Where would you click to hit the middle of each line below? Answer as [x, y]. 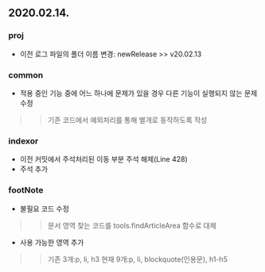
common [26, 75]
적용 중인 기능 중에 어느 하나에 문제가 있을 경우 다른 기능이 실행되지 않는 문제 [138, 93]
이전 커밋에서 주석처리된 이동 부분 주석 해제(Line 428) [104, 159]
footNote [26, 190]
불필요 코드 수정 [44, 209]
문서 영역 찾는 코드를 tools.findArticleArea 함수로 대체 [132, 225]
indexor [23, 140]
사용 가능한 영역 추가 [52, 242]
